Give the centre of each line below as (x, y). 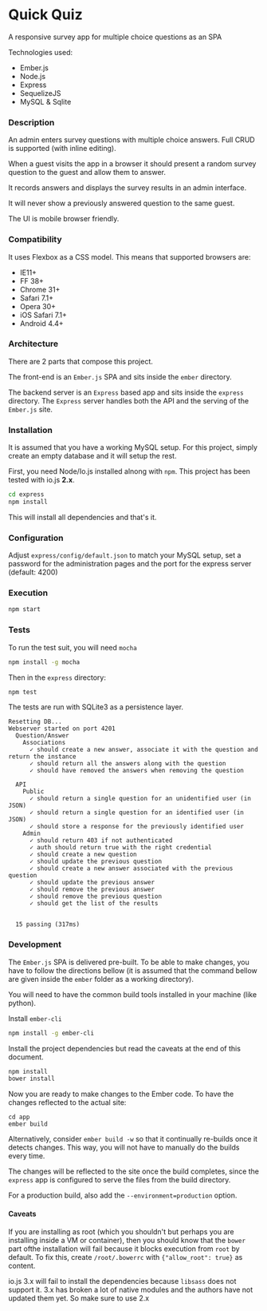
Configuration (36, 538)
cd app (19, 1117)
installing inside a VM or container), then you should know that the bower (127, 1240)
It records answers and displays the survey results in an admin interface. (128, 188)
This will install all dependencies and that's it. (82, 517)
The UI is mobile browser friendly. (64, 219)
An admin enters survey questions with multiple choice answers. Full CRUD (132, 140)
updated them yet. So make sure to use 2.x (79, 1298)
